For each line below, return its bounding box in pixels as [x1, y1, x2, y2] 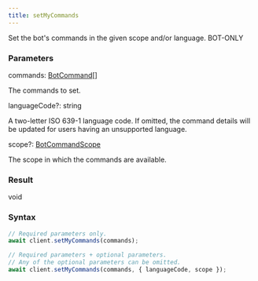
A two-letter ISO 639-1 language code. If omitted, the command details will [8, 115, 251, 126]
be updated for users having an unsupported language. [8, 124, 187, 133]
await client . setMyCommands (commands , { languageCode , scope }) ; [8, 266, 227, 274]
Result [8, 174, 34, 185]
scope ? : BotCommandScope [8, 139, 101, 149]
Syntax [8, 212, 36, 223]
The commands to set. [8, 86, 81, 95]
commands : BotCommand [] [8, 70, 98, 79]
